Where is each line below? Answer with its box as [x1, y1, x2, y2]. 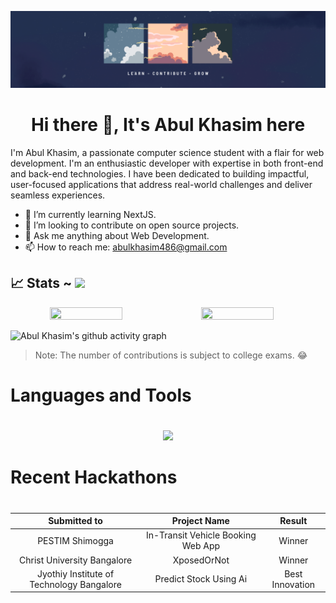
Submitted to [48, 515, 103, 527]
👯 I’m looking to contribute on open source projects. [24, 219, 240, 231]
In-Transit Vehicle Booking [145, 529, 257, 541]
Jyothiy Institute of [37, 567, 115, 580]
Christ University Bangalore [19, 554, 133, 566]
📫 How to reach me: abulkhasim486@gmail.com [24, 241, 228, 253]
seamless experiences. [10, 189, 106, 201]
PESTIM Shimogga [37, 534, 114, 546]
